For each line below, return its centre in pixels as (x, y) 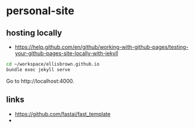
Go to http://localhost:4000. (40, 81)
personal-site (40, 11)
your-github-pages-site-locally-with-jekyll (66, 53)
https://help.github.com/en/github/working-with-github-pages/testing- (102, 47)
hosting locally (34, 33)
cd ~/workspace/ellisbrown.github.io (53, 64)
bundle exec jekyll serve (38, 69)
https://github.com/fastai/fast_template (63, 114)
